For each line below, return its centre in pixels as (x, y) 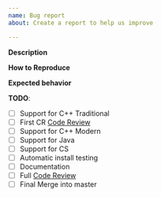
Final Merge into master (58, 184)
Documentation (45, 166)
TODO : (19, 98)
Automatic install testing (59, 158)
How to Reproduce (39, 67)
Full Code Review (48, 175)
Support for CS (44, 149)
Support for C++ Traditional (64, 113)
